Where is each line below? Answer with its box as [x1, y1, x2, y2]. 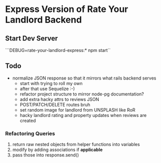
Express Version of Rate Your [5, 3, 129, 15]
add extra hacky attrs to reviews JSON [19, 96, 100, 102]
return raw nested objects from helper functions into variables [12, 141, 140, 147]
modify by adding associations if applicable [12, 146, 103, 153]
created [19, 117, 36, 123]
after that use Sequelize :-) [19, 85, 75, 91]
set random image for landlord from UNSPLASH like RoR [19, 106, 136, 113]
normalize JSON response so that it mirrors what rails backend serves [12, 75, 157, 81]
